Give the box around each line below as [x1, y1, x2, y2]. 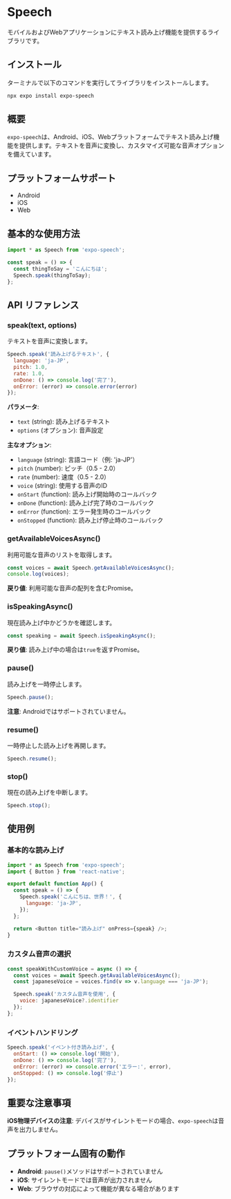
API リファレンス [7, 299, 80, 311]
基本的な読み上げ [7, 845, 64, 855]
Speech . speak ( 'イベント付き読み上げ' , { [7, 1044, 115, 1051]
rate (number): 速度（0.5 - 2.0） [17, 473, 111, 481]
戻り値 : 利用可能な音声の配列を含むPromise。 [7, 584, 137, 593]
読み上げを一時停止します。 [7, 680, 86, 688]
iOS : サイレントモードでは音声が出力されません [17, 1176, 153, 1184]
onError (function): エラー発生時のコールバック [17, 507, 151, 516]
